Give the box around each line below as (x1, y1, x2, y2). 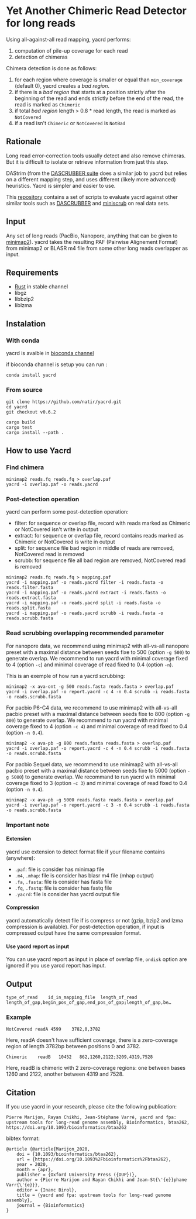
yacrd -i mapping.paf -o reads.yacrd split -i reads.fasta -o (6, 600, 161, 606)
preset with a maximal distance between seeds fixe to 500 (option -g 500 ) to (6, 648, 191, 656)
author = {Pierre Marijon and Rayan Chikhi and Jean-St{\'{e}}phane (16, 1177, 187, 1183)
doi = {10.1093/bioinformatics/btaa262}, (16, 1151, 119, 1158)
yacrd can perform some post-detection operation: (6, 508, 129, 515)
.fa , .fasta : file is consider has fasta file (14, 878, 112, 885)
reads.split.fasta (6, 605, 51, 611)
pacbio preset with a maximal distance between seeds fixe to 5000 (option (6, 767, 186, 774)
